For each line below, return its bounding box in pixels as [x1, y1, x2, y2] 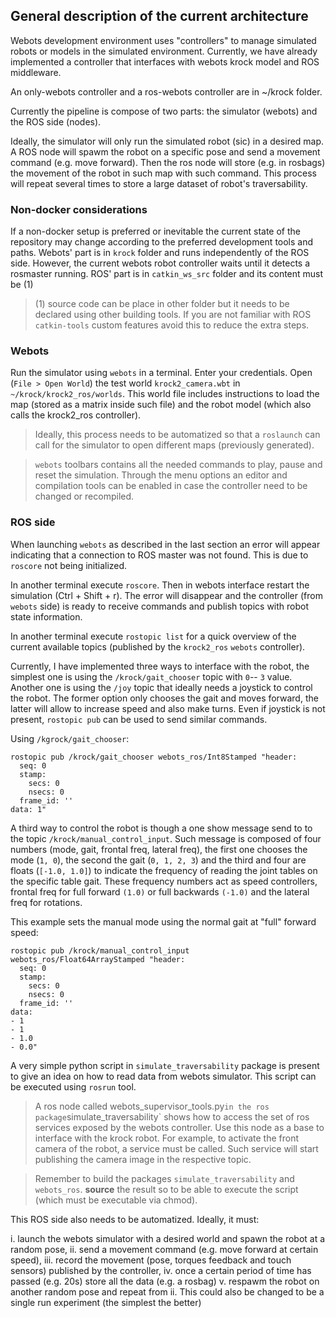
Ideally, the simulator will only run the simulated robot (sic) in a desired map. [10, 135, 325, 147]
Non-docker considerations [10, 202, 148, 216]
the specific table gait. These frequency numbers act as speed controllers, [10, 875, 318, 887]
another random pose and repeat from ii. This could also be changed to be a [10, 1285, 325, 1298]
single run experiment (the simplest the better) [10, 1296, 202, 1308]
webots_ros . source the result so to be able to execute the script [34, 1183, 299, 1195]
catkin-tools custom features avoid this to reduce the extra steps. [34, 319, 310, 331]
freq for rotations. [10, 896, 83, 908]
